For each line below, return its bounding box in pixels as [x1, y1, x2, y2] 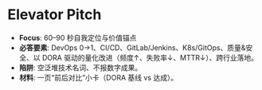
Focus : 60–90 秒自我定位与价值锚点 [18, 33, 137, 42]
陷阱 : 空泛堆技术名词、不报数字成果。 [18, 62, 143, 72]
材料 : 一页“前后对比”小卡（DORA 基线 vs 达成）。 [18, 72, 178, 82]
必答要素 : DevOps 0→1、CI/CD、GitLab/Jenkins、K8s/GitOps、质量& [18, 42, 246, 53]
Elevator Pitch [7, 6, 102, 24]
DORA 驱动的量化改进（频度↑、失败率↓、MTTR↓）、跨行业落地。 [41, 53, 258, 62]
